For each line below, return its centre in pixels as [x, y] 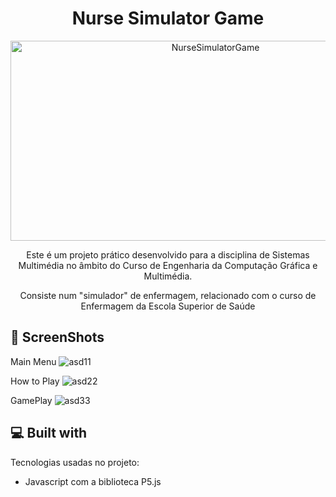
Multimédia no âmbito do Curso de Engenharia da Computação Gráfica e [168, 265]
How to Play [35, 381]
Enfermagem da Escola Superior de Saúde [168, 306]
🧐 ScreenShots [57, 337]
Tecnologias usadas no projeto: [75, 462]
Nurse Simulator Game [168, 18]
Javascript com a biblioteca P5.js [93, 481]
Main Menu [33, 361]
